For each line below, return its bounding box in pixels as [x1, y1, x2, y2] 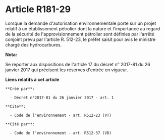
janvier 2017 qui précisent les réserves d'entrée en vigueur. [5, 67, 128, 73]
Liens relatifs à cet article [5, 76, 60, 82]
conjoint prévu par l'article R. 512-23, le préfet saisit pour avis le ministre [5, 36, 156, 42]
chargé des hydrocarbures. [5, 41, 62, 48]
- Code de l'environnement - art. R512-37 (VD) [10, 130, 112, 135]
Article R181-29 [5, 4, 71, 15]
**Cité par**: [5, 121, 35, 127]
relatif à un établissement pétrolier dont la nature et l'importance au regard [5, 25, 160, 31]
